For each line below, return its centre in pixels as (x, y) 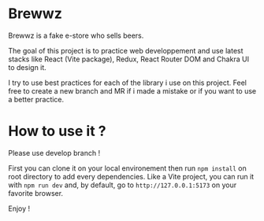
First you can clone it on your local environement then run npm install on (127, 168)
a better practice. (36, 99)
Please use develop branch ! (54, 153)
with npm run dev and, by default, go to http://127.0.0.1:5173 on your (123, 185)
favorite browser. (36, 193)
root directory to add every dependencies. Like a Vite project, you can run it (131, 176)
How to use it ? (57, 131)
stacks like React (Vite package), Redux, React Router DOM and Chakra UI (129, 59)
